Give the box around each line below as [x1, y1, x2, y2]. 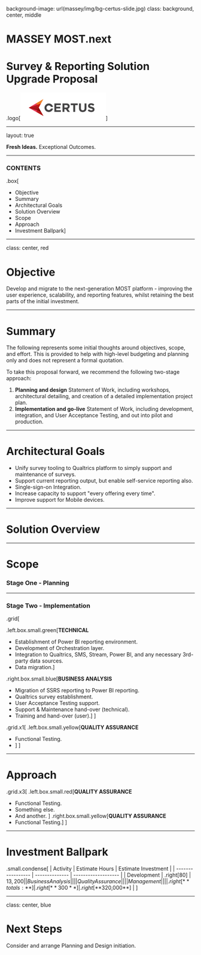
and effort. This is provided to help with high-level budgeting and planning [6, 350, 189, 358]
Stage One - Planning [6, 579, 70, 587]
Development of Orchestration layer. [14, 644, 105, 651]
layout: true [6, 132, 35, 139]
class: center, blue [6, 901, 51, 908]
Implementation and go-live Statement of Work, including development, [14, 405, 194, 413]
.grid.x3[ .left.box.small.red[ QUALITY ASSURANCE [6, 788, 132, 795]
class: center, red [6, 245, 49, 252]
